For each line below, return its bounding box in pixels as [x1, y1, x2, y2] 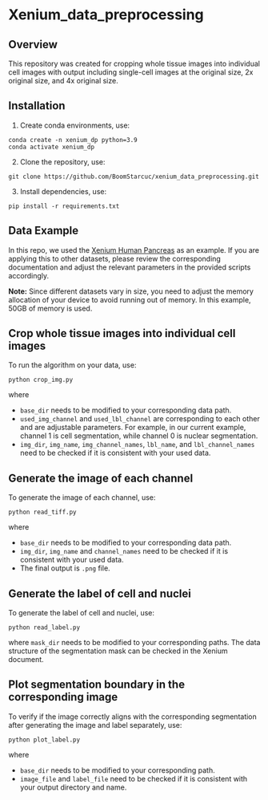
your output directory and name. [19, 782, 127, 792]
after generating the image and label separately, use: [8, 720, 182, 729]
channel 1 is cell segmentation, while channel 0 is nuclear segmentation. [19, 431, 258, 441]
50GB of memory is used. [8, 303, 93, 313]
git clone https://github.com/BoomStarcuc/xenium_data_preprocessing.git [8, 173, 260, 181]
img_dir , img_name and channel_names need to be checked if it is [19, 546, 229, 556]
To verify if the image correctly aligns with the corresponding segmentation [8, 712, 258, 721]
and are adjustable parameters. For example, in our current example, [19, 423, 246, 432]
